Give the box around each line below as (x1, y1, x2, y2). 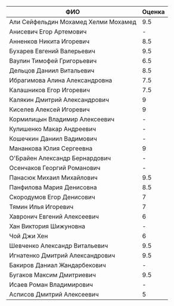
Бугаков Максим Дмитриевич (9, 271, 97, 279)
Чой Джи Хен (9, 232, 48, 240)
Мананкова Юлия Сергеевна (9, 144, 93, 152)
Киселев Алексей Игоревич (9, 105, 90, 113)
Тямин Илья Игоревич (9, 203, 74, 211)
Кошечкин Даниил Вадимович (9, 135, 97, 143)
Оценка (142, 8, 165, 16)
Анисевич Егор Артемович (9, 28, 87, 35)
